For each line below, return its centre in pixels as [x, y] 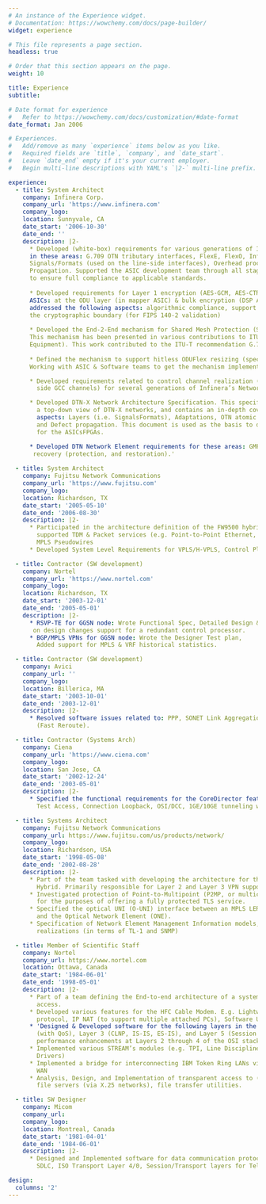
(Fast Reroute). [63, 726]
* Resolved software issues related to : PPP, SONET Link [125, 718]
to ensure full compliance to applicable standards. [118, 278]
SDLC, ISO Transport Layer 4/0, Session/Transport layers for [141, 1166]
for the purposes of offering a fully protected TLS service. [141, 902]
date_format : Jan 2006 [46, 124]
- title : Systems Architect [62, 820]
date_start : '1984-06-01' [65, 975]
